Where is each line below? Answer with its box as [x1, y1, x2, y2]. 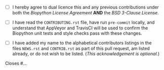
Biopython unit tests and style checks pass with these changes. [12, 30, 142, 36]
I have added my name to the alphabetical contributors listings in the [12, 40, 152, 46]
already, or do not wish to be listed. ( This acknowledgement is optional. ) [12, 51, 160, 57]
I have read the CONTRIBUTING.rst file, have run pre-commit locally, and [12, 19, 155, 25]
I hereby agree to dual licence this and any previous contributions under [12, 4, 159, 10]
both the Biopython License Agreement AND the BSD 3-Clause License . [12, 10, 159, 16]
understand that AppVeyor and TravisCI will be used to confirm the [12, 25, 148, 31]
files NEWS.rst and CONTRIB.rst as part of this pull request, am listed [12, 46, 150, 52]
